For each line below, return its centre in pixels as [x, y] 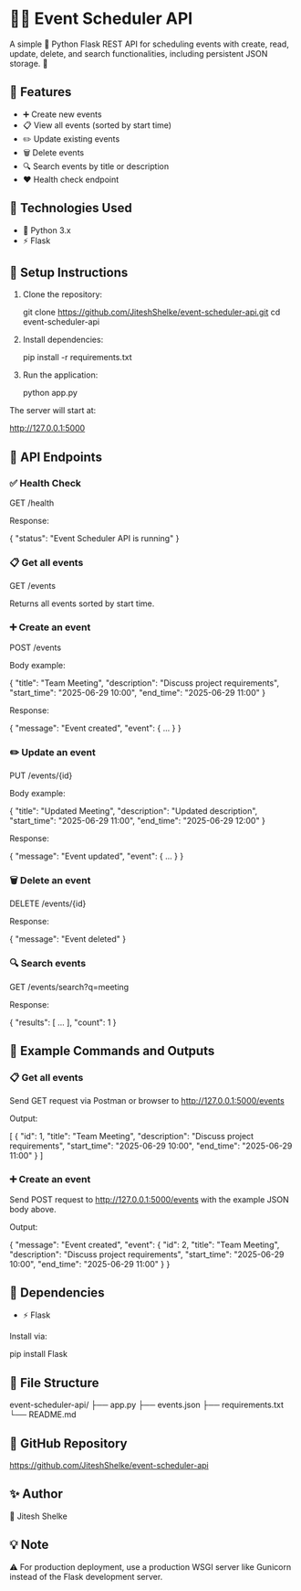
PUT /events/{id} [41, 775]
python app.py [50, 393]
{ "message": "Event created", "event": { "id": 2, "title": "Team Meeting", [145, 1244]
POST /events [36, 647]
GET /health [32, 503]
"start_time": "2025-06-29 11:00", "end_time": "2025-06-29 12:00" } [138, 820]
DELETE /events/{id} [48, 903]
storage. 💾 [29, 63]
